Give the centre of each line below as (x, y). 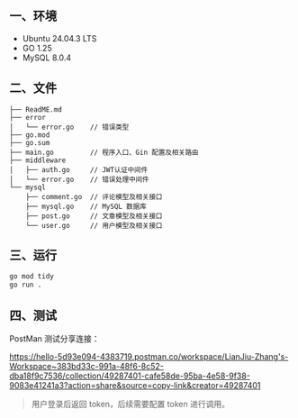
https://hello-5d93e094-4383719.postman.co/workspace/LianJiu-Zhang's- (149, 357)
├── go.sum (30, 142)
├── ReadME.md (36, 109)
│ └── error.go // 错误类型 (69, 127)
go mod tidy (32, 277)
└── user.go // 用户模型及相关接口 (94, 225)
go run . (26, 285)
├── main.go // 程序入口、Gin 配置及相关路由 (104, 152)
